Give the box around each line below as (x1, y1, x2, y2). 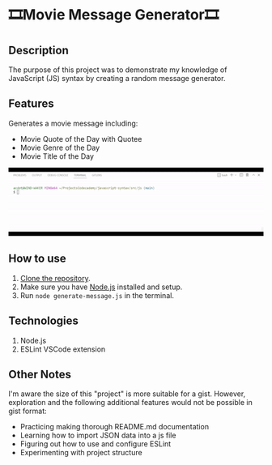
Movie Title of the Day (19, 151, 95, 161)
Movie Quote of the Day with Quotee (19, 134, 142, 143)
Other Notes (8, 368, 71, 382)
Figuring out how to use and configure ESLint (19, 439, 172, 449)
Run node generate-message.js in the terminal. (19, 290, 174, 300)
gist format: (8, 406, 47, 416)
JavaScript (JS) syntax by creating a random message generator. (8, 74, 226, 83)
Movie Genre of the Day (19, 143, 100, 152)
